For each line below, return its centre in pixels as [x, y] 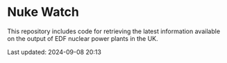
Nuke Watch [43, 12]
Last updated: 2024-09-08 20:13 [54, 52]
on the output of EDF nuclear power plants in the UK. [83, 38]
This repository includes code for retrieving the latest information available [114, 31]
